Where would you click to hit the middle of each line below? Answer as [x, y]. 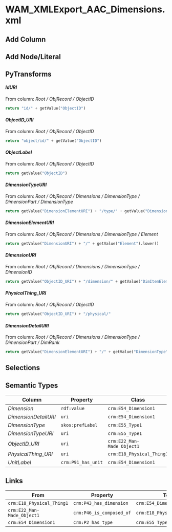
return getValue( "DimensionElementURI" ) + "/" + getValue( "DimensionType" [87, 352]
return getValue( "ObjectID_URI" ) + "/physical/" [58, 314]
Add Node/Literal [33, 57]
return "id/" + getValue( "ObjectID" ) [46, 108]
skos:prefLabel [79, 425]
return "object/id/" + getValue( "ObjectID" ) [53, 141]
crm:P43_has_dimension [101, 503]
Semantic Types [32, 385]
